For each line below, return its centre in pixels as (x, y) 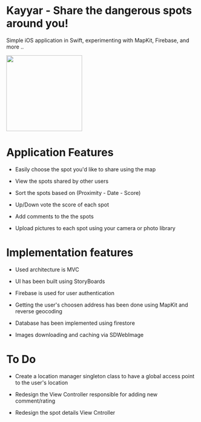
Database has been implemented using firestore (75, 323)
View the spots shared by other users (62, 181)
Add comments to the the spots (54, 216)
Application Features (60, 153)
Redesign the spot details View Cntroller (65, 412)
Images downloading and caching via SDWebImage (79, 335)
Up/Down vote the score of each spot (62, 205)
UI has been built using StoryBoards (60, 281)
